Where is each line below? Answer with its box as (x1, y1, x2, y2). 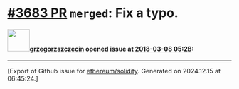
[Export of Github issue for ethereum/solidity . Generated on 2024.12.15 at (7, 67, 221, 76)
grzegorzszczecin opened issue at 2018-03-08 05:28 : (29, 44, 194, 53)
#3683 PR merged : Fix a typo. (7, 5, 179, 21)
